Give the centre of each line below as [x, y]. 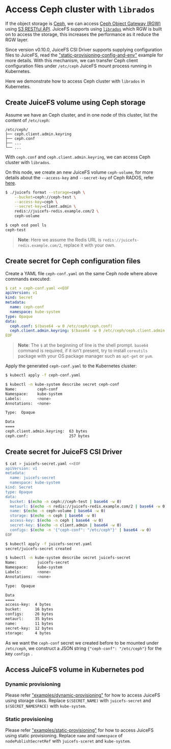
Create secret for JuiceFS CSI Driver [64, 452]
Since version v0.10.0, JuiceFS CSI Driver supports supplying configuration [84, 49]
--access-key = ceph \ [36, 202]
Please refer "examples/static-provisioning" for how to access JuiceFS [80, 730]
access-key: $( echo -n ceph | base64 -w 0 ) [56, 521]
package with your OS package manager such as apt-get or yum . [85, 356]
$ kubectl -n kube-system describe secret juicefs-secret [68, 558]
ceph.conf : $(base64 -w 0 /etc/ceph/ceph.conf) [61, 326]
